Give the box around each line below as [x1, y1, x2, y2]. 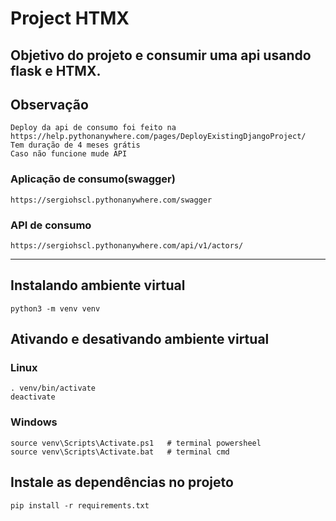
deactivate [10, 392, 56, 402]
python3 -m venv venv [10, 303, 101, 314]
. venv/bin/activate [10, 383, 97, 394]
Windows [10, 415, 58, 429]
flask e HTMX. [10, 62, 102, 79]
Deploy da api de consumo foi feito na [10, 123, 177, 133]
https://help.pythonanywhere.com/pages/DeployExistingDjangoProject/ [10, 132, 307, 142]
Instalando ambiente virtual [10, 277, 186, 294]
